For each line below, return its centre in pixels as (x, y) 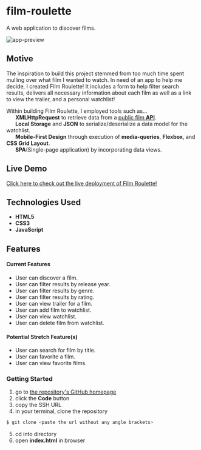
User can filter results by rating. (55, 297)
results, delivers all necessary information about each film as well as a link (99, 93)
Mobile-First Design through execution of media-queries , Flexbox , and (105, 136)
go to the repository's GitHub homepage (66, 392)
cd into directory (36, 434)
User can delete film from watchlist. (60, 323)
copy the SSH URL (38, 405)
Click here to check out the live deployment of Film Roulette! (82, 183)
